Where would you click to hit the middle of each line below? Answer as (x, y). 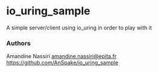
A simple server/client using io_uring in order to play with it (79, 28)
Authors (19, 43)
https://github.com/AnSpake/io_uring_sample (62, 63)
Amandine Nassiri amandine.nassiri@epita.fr (62, 56)
